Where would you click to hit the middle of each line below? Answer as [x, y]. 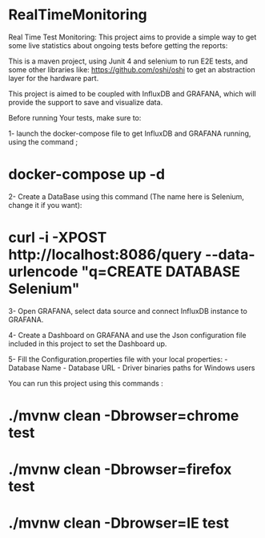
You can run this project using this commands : [86, 383]
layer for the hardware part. [54, 78]
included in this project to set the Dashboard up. [88, 344]
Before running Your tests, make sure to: [75, 117]
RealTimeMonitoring [78, 15]
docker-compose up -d [87, 175]
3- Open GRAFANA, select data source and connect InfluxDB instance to [128, 311]
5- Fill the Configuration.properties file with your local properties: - [118, 359]
